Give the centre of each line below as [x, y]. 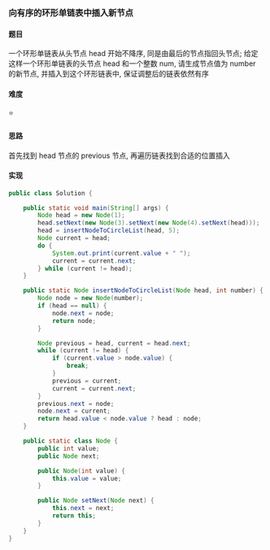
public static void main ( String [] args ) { [96, 208]
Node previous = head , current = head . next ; [114, 343]
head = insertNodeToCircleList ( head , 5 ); [109, 231]
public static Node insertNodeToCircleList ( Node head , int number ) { [144, 290]
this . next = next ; [83, 509]
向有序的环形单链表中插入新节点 [71, 12]
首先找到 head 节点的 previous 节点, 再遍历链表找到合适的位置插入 [119, 155]
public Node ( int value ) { [82, 471]
